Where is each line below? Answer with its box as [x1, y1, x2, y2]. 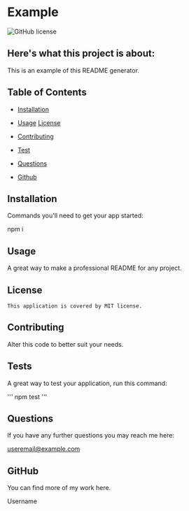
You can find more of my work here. [7, 484, 111, 492]
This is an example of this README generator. [7, 66, 140, 74]
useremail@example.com [7, 445, 80, 453]
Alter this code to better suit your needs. [7, 340, 124, 348]
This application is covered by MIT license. [7, 303, 142, 310]
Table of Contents [7, 87, 87, 99]
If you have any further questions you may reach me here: [7, 431, 175, 440]
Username [7, 497, 38, 505]
